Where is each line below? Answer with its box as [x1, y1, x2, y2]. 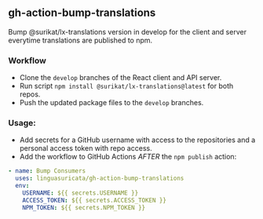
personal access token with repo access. [19, 144, 152, 153]
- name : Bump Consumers [8, 167, 86, 175]
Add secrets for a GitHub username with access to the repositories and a [19, 135, 256, 144]
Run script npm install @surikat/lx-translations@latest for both [19, 82, 234, 91]
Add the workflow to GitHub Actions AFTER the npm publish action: [19, 152, 237, 162]
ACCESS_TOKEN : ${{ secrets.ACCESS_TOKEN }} [22, 196, 167, 204]
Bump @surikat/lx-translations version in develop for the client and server [8, 27, 247, 36]
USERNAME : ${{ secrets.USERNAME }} [22, 189, 139, 197]
